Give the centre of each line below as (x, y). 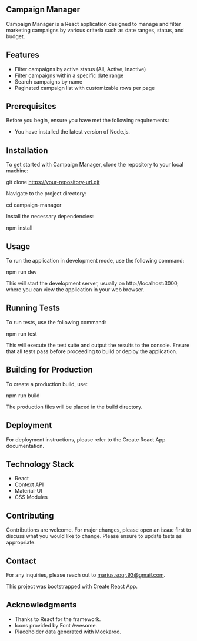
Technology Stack (40, 464)
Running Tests (33, 308)
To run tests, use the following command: (56, 322)
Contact (21, 561)
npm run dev (21, 272)
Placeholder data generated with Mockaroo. (68, 632)
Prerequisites (31, 106)
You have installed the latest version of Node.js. (72, 132)
